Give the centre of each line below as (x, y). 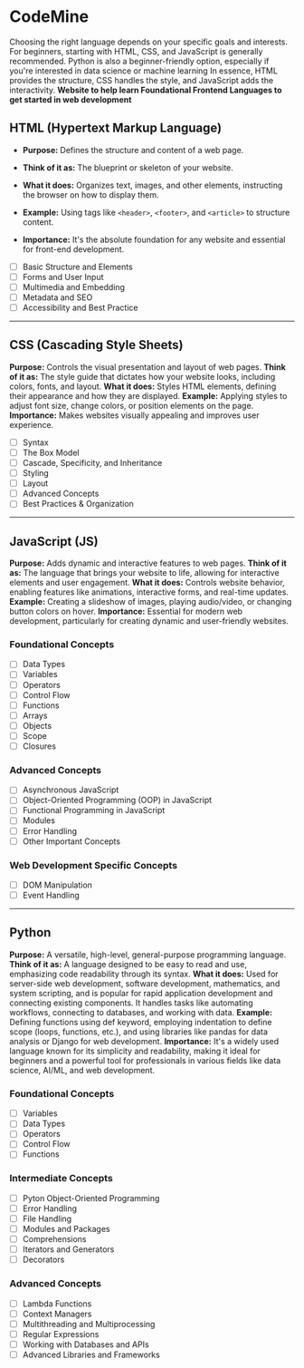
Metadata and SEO (57, 297)
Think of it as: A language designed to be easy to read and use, (128, 964)
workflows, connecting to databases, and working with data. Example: (141, 1012)
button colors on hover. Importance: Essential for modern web (126, 611)
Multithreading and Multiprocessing (89, 1324)
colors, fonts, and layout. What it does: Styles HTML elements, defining (143, 386)
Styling (36, 473)
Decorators (43, 1260)
